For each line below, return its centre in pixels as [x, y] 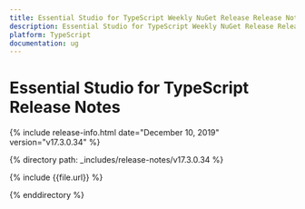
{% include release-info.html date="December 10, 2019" [114, 133]
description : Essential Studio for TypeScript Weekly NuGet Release [142, 26]
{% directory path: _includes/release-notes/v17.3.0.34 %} [117, 160]
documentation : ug [44, 43]
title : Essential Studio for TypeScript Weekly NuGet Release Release [146, 18]
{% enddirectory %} [47, 195]
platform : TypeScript [50, 35]
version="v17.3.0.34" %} [55, 143]
